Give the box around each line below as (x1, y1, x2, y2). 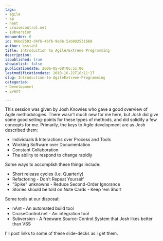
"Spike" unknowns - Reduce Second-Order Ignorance (12, 181, 121, 187)
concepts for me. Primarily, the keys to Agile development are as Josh (5, 122, 145, 128)
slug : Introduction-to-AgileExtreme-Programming (5, 75, 106, 80)
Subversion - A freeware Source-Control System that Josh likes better (12, 216, 153, 222)
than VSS (12, 221, 31, 227)
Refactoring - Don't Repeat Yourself (12, 176, 84, 182)
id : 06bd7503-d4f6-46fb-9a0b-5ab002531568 (5, 39, 92, 44)
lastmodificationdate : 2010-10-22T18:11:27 (5, 71, 95, 76)
